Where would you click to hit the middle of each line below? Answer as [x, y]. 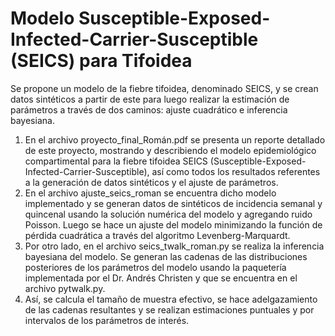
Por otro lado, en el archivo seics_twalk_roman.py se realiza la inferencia [174, 246]
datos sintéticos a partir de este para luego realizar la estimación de [150, 99]
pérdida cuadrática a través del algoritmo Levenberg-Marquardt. [157, 235]
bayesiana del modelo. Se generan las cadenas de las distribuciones [166, 256]
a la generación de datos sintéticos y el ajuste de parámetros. [151, 182]
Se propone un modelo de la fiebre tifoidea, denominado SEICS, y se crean [164, 88]
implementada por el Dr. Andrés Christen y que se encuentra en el [161, 278]
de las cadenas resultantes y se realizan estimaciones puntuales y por [169, 309]
